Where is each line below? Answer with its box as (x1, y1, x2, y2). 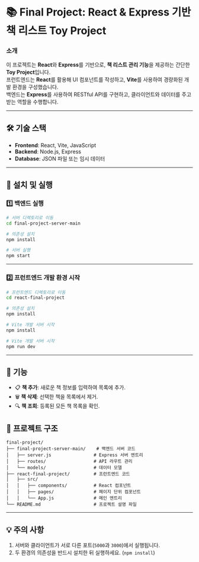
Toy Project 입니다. (6, 69, 51, 76)
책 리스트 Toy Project (6, 24, 107, 37)
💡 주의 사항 (6, 525, 44, 535)
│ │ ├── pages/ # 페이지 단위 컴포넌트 (6, 489, 141, 495)
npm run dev (6, 343, 36, 349)
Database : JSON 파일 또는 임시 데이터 (14, 155, 105, 162)
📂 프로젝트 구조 (6, 423, 58, 434)
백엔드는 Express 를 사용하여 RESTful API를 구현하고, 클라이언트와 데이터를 (6, 91, 181, 98)
